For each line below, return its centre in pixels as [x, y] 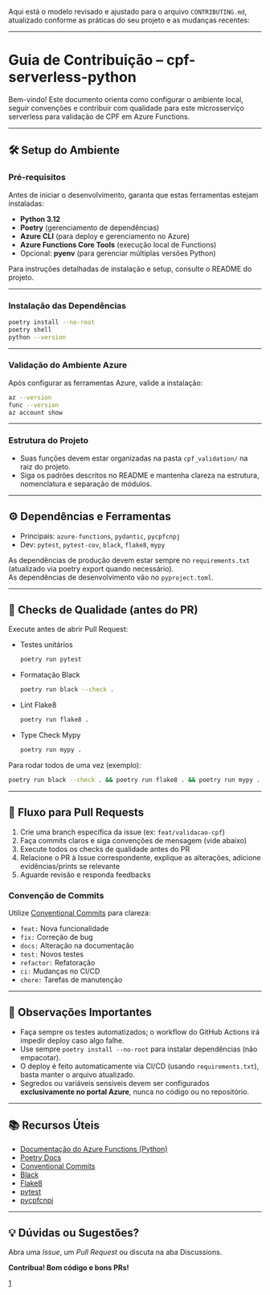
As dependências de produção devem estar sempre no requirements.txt [129, 560]
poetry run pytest [51, 660]
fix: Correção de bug [57, 936]
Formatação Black [50, 675]
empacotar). [41, 1057]
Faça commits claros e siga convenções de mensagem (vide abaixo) [133, 840]
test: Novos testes [52, 954]
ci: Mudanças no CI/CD [60, 971]
